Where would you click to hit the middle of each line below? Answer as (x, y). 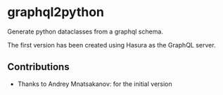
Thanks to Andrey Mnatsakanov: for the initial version (95, 84)
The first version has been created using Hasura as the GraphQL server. (111, 45)
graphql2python (56, 12)
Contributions (38, 67)
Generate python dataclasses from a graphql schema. (85, 31)
